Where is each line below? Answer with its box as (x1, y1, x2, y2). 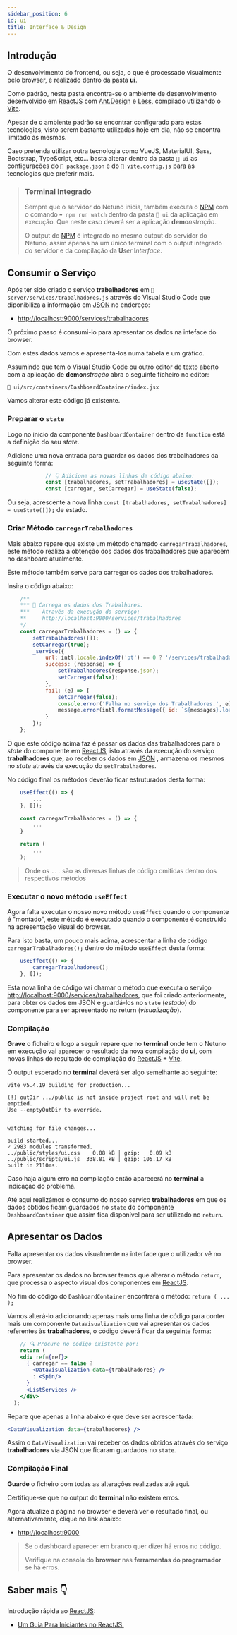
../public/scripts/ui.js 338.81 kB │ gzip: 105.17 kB (7, 1155, 172, 1162)
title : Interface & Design (7, 23, 87, 30)
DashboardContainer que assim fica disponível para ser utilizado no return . (7, 1210, 224, 1219)
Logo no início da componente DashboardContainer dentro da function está (7, 430, 226, 438)
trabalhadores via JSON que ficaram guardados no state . (7, 1446, 176, 1454)
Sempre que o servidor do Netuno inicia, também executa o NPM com (24, 202, 229, 212)
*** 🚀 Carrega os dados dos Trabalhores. (20, 602, 143, 609)
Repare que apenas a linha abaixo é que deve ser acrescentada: (7, 1412, 194, 1421)
